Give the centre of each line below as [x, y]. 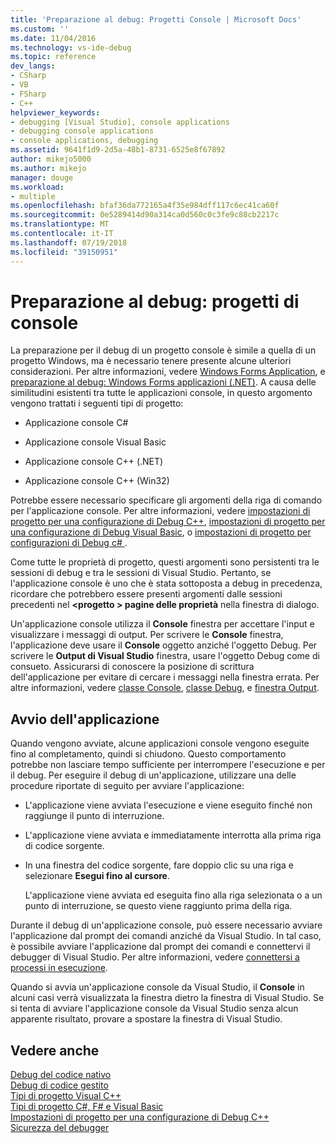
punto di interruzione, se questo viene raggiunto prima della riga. [158, 906]
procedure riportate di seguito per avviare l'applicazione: [127, 786]
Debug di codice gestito [59, 1085]
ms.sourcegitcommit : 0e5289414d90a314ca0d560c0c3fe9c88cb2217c [145, 215]
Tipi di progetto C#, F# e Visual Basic [87, 1107]
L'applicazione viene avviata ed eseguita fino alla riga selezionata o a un [173, 895]
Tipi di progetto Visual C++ [66, 1096]
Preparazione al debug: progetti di [155, 301]
